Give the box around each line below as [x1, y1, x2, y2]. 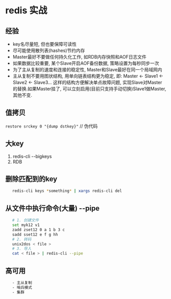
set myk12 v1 [12, 222, 40, 228]
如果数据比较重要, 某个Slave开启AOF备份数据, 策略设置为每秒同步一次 [12, 60, 159, 66]
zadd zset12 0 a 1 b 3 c [12, 227, 65, 232]
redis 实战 [5, 5, 47, 16]
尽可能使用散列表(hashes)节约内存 [12, 47, 85, 54]
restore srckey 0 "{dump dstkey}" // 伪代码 [5, 123, 98, 129]
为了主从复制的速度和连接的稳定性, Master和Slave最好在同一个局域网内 [12, 67, 162, 72]
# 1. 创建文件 [12, 218, 39, 223]
